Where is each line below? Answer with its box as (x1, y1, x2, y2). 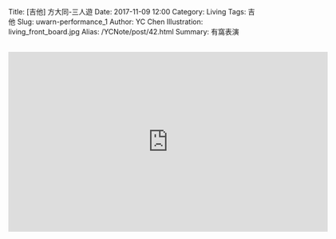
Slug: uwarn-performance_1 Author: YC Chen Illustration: (17, 17, 204, 26)
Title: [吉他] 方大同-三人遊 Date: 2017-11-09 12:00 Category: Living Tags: (8, 7, 247, 16)
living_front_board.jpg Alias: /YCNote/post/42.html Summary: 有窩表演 (8, 27, 239, 36)
